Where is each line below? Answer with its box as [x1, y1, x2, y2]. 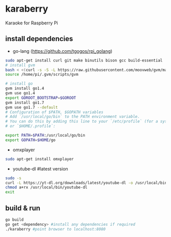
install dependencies [5, 35, 73, 43]
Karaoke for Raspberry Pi [5, 20, 59, 26]
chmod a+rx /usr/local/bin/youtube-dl [5, 185, 88, 190]
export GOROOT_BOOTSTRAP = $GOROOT [5, 95, 76, 100]
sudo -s [5, 176, 22, 181]
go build [5, 217, 24, 222]
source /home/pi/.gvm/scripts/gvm [5, 72, 79, 77]
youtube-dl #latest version [12, 165, 69, 172]
